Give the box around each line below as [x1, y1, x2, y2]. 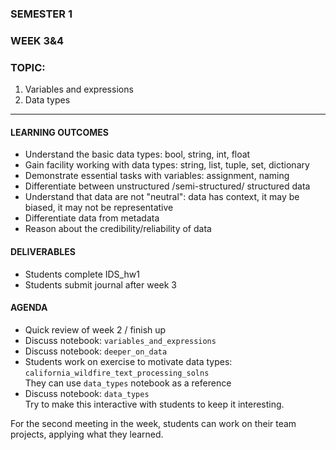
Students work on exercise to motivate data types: [24, 355, 233, 367]
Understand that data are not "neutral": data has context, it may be [24, 191, 300, 203]
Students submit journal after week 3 [24, 278, 178, 291]
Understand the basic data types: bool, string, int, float [24, 148, 251, 161]
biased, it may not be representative [24, 202, 174, 214]
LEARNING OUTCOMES [10, 126, 109, 138]
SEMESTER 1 [10, 7, 73, 21]
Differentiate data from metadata [24, 212, 160, 224]
